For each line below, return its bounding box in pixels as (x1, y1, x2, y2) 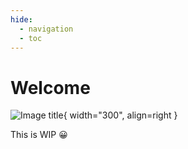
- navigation (19, 24, 74, 34)
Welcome (10, 76, 91, 99)
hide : (10, 14, 33, 25)
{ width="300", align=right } (63, 109, 178, 121)
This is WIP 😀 (10, 129, 68, 141)
